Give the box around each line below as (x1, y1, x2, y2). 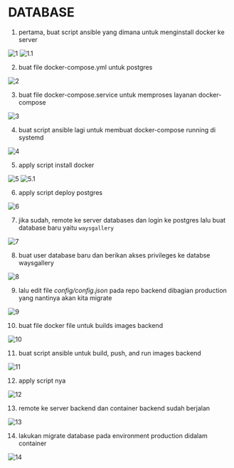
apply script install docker (18, 161, 95, 169)
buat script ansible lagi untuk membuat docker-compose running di (18, 125, 216, 134)
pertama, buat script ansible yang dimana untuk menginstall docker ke (18, 28, 225, 36)
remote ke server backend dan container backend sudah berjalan (18, 403, 211, 413)
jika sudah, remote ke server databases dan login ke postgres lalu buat (18, 216, 226, 224)
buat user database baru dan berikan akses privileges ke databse (18, 250, 211, 260)
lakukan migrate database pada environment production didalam (18, 431, 208, 440)
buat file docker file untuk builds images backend (18, 321, 163, 329)
